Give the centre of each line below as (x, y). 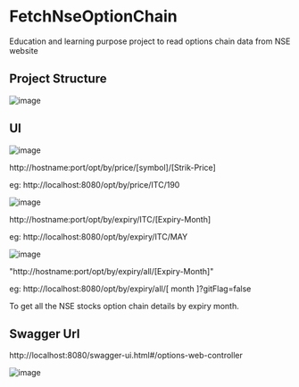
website (24, 50)
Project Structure (58, 79)
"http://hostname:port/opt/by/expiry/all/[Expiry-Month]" (112, 271)
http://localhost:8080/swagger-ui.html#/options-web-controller (126, 356)
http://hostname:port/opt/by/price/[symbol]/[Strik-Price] (112, 167)
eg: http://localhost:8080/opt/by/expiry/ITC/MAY (99, 236)
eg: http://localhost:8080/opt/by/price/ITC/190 (95, 184)
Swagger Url (45, 334)
